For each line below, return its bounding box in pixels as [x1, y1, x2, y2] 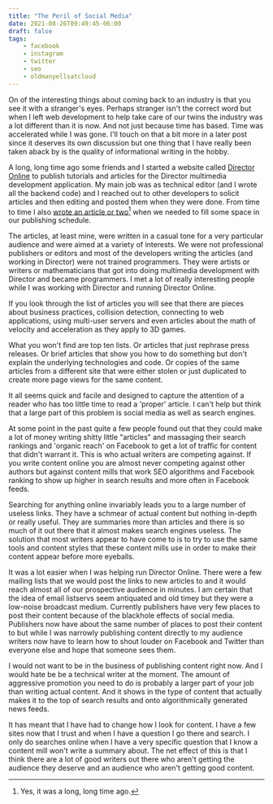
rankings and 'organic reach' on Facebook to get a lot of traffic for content [8, 441, 258, 451]
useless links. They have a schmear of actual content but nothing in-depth [8, 509, 258, 519]
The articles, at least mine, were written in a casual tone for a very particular [8, 231, 264, 241]
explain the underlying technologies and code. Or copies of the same [8, 358, 240, 367]
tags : [8, 34, 27, 43]
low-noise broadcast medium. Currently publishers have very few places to [8, 602, 261, 612]
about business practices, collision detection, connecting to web [8, 307, 225, 317]
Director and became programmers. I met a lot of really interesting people [8, 274, 255, 285]
